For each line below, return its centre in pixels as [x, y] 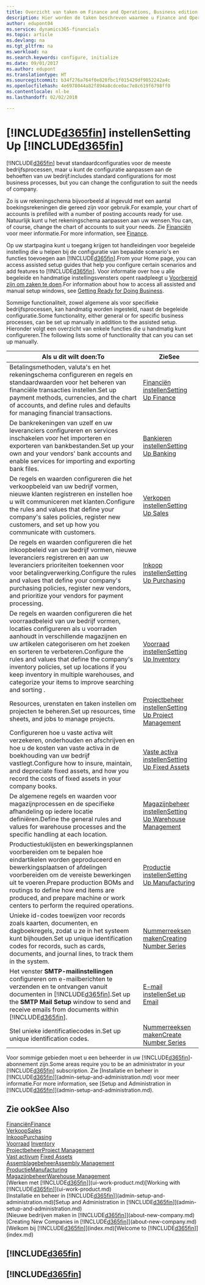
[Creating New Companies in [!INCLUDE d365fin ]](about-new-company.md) [102, 1221]
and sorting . [27, 690]
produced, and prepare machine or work [67, 898]
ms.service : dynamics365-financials [53, 29]
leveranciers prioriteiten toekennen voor [67, 565]
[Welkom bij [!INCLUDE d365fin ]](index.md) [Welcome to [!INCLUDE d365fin [100, 1228]
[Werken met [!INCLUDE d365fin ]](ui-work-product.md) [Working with [93, 1182]
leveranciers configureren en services [64, 430]
